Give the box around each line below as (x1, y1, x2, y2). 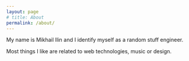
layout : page (6, 8, 39, 15)
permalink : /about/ (6, 20, 55, 26)
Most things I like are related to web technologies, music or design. (6, 48, 172, 55)
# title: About (6, 14, 44, 20)
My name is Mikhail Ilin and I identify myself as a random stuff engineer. (6, 36, 184, 44)
